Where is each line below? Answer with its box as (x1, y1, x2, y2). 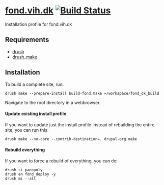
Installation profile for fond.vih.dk (5, 21, 72, 27)
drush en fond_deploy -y (5, 172, 56, 177)
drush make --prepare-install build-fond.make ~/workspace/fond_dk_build (5, 91, 160, 96)
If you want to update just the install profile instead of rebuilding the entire (5, 121, 155, 128)
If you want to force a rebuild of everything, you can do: (5, 158, 118, 164)
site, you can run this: (5, 127, 49, 133)
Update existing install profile (5, 111, 67, 117)
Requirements (5, 36, 49, 44)
